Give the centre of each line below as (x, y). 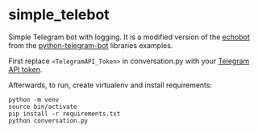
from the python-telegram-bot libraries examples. (91, 45)
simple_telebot (59, 15)
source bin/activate (43, 107)
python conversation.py (48, 121)
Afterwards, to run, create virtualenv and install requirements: (110, 85)
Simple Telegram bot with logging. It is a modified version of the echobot (129, 37)
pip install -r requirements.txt (64, 114)
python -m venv (34, 99)
